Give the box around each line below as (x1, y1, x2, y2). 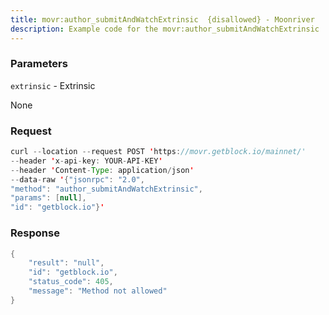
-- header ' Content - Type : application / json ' (10, 165, 195, 175)
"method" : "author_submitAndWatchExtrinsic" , (10, 184, 203, 194)
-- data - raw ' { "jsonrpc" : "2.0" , (10, 174, 145, 185)
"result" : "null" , (28, 258, 105, 268)
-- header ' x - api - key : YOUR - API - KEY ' (10, 156, 163, 166)
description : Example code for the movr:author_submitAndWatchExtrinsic (10, 24, 320, 34)
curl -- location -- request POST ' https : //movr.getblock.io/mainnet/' (10, 147, 307, 157)
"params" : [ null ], (10, 193, 87, 203)
